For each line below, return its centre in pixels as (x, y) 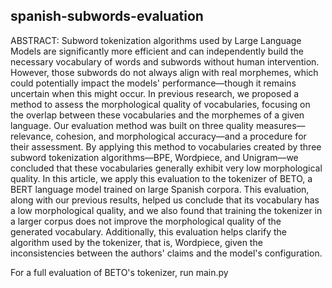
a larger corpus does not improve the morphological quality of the (146, 221)
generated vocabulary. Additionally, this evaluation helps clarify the (149, 231)
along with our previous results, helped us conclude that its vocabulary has (165, 200)
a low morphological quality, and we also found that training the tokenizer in (166, 210)
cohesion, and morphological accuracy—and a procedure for (181, 136)
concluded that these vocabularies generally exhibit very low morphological (166, 168)
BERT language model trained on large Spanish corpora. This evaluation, (160, 189)
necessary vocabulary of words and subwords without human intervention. (165, 61)
